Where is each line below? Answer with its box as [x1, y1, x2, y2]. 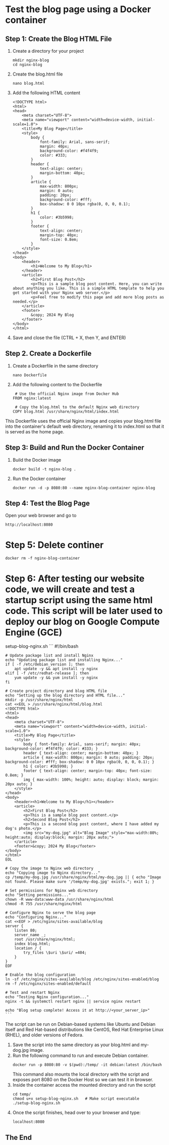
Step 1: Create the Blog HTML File [5, 34, 112, 43]
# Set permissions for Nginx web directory [5, 888, 98, 893]
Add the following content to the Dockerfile [12, 381, 102, 387]
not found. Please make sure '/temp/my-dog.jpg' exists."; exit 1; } [5, 879, 155, 884]
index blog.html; [14, 941, 51, 946]
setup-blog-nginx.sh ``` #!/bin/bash [5, 643, 79, 649]
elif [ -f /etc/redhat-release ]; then [5, 671, 89, 676]
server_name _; [14, 933, 46, 938]
